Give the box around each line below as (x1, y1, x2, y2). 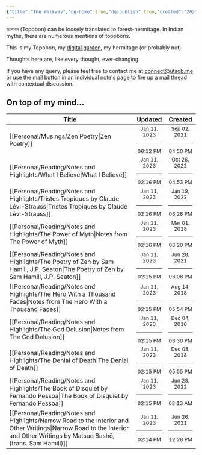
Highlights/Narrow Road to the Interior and (9, 416, 129, 425)
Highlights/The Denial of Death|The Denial (9, 356, 129, 365)
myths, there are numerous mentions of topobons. (6, 32, 131, 39)
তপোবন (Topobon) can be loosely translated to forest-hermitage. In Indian (6, 25, 184, 33)
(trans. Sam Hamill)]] (9, 439, 68, 447)
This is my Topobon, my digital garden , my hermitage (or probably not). (6, 43, 183, 51)
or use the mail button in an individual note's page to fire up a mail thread (6, 74, 188, 81)
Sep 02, (171, 125, 190, 133)
